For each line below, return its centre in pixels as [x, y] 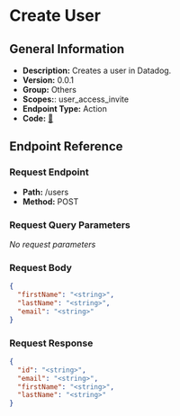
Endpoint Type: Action [65, 109]
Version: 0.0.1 [48, 80]
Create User [55, 16]
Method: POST [50, 201]
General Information [67, 49]
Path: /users [45, 192]
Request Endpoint [49, 172]
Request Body [40, 267]
